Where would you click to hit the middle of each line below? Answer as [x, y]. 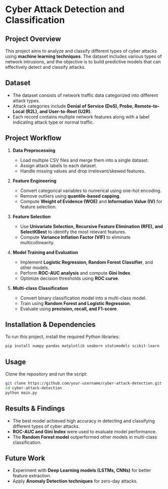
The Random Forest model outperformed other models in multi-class [85, 437]
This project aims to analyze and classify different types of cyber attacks [81, 51]
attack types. [26, 100]
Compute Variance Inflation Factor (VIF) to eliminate [75, 237]
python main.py [21, 393]
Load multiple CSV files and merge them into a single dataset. [85, 160]
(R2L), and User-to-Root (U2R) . [58, 111]
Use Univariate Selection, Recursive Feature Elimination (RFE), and [92, 226]
